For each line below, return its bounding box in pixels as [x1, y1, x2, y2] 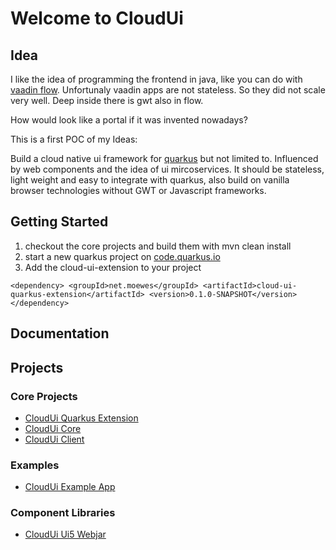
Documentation [10, 325, 110, 342]
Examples [10, 458, 60, 472]
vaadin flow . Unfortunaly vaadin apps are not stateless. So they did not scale [10, 84, 326, 96]
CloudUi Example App [24, 481, 116, 493]
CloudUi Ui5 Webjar [24, 528, 107, 541]
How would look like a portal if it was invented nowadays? [10, 114, 248, 126]
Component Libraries [10, 506, 116, 520]
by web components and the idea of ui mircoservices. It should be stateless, [10, 163, 325, 175]
